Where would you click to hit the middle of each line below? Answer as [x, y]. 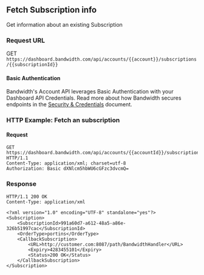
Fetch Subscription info [52, 10]
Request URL [26, 40]
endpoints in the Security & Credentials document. [69, 104]
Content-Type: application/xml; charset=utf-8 [66, 163]
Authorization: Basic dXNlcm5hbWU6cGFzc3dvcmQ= [68, 169]
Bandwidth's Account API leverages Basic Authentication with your [90, 92]
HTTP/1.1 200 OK [27, 197]
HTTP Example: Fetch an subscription [63, 120]
